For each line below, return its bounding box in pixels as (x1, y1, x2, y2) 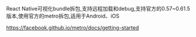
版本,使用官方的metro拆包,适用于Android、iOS (6, 12, 120, 19)
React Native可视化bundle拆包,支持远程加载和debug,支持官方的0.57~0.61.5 (6, 5, 191, 12)
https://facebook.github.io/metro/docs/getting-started (6, 24, 139, 31)
